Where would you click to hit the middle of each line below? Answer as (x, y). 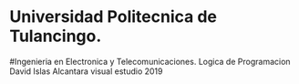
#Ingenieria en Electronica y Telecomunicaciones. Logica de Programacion (150, 61)
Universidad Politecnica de (113, 17)
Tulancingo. (56, 36)
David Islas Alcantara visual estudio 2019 (86, 71)
